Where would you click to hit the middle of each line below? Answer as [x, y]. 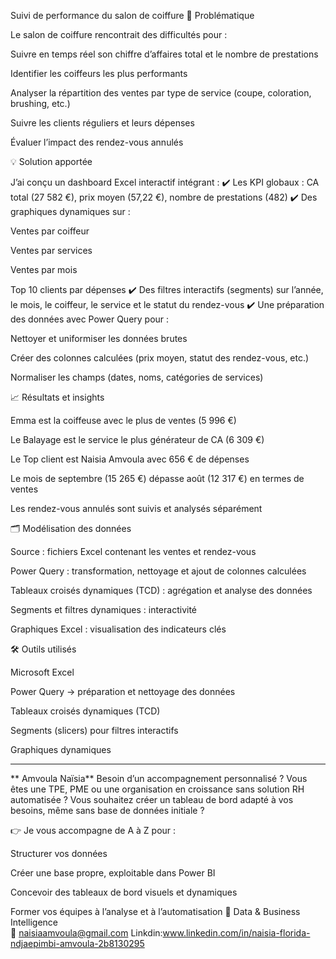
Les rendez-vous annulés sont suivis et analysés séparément [136, 508]
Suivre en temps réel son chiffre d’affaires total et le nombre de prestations [164, 54]
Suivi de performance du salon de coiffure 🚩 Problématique [132, 15]
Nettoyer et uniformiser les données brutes [99, 338]
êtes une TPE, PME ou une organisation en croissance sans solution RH [157, 789]
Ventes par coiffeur [50, 231]
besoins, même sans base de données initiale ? [107, 810]
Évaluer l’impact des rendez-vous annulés [97, 142]
